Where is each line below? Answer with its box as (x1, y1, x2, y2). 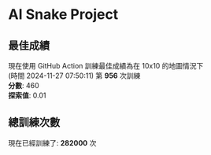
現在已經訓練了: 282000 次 (8, 138, 97, 147)
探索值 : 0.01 (8, 90, 46, 100)
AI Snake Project (8, 6, 119, 24)
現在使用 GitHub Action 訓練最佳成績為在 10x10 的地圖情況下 (8, 61, 204, 70)
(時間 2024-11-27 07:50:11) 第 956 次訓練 (8, 71, 141, 80)
